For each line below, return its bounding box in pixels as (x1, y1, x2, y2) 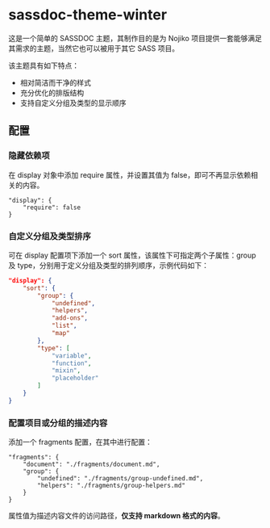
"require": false (23, 203, 81, 212)
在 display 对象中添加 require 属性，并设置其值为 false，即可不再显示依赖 (8, 170, 251, 179)
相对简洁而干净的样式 (19, 78, 91, 87)
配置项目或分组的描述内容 (8, 417, 108, 429)
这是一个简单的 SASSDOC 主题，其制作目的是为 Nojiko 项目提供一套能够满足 (8, 33, 262, 43)
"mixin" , (51, 367, 81, 375)
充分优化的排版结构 (19, 87, 85, 98)
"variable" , (51, 351, 92, 360)
